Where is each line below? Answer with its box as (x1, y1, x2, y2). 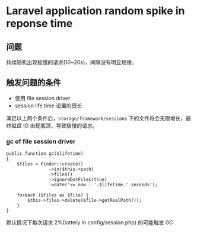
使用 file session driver (14, 94, 71, 101)
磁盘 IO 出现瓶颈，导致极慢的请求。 (11, 122, 98, 129)
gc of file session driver (6, 137, 76, 145)
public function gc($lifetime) (6, 151, 84, 157)
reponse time (6, 17, 73, 30)
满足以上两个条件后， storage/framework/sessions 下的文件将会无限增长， (6, 115, 186, 122)
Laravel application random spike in (6, 4, 185, 18)
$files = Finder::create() (17, 161, 84, 167)
